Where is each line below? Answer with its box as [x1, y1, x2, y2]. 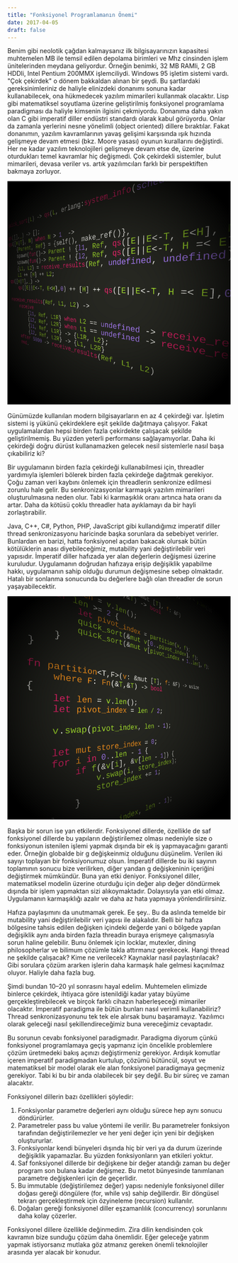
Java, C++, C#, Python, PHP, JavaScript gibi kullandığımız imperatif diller [7, 522, 221, 531]
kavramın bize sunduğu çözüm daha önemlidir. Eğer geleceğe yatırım [7, 1233, 209, 1242]
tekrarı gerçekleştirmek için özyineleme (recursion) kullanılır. [17, 1196, 194, 1205]
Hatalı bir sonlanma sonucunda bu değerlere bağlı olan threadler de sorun [7, 575, 223, 583]
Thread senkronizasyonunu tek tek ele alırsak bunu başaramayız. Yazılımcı [7, 1012, 225, 1021]
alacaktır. [7, 1079, 34, 1087]
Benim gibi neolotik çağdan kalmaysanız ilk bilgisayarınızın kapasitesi [7, 47, 209, 55]
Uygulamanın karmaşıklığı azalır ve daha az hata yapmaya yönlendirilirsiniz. [7, 894, 227, 903]
